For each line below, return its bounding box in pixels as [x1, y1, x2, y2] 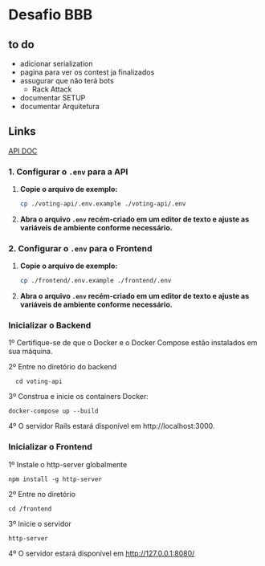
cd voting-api [15, 377, 63, 386]
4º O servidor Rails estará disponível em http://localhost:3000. [8, 421, 215, 431]
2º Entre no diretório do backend [8, 362, 117, 372]
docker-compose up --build [8, 407, 99, 415]
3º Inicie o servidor [8, 519, 72, 528]
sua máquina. [8, 347, 53, 356]
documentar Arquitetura [19, 102, 100, 111]
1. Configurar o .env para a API [8, 166, 128, 177]
